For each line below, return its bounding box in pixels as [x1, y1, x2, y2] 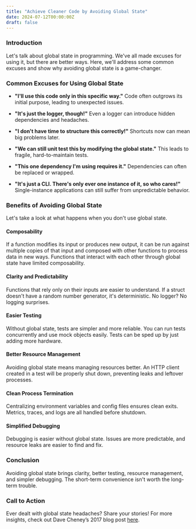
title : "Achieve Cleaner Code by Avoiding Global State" [6, 8, 148, 15]
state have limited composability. [6, 260, 85, 267]
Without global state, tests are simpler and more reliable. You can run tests [6, 325, 186, 332]
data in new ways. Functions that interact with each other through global [6, 253, 181, 261]
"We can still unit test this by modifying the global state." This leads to [14, 145, 189, 152]
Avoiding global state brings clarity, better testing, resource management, [6, 469, 183, 476]
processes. [6, 376, 33, 384]
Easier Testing [6, 312, 42, 319]
